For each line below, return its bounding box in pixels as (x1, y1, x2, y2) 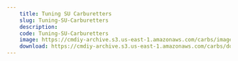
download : (19, 43, 49, 50)
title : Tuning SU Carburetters (19, 10, 112, 18)
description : (19, 23, 58, 30)
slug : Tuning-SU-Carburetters (19, 17, 109, 24)
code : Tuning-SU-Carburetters (19, 29, 109, 37)
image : (19, 36, 39, 43)
